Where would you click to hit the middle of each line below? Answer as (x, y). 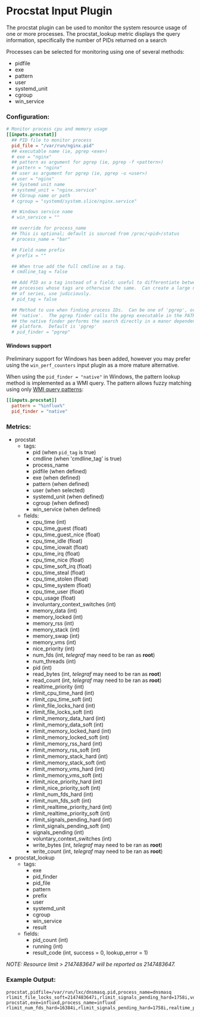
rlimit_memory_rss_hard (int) (67, 744)
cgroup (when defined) (61, 503)
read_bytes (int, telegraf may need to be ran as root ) (97, 674)
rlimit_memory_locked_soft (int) (71, 737)
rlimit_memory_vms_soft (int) (68, 776)
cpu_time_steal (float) (59, 573)
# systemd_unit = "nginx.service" (54, 190)
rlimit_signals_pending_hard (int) (72, 820)
